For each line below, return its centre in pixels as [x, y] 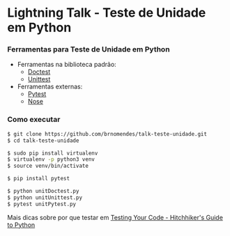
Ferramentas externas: [50, 87]
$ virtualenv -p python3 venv [51, 159]
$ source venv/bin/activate [48, 166]
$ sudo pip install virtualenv [53, 153]
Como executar [34, 120]
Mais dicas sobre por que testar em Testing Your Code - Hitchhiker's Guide [115, 217]
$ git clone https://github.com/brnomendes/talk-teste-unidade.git [107, 134]
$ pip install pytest [39, 179]
